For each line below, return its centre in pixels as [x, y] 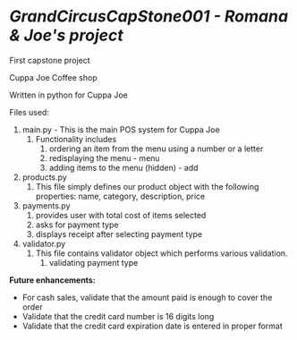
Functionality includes [76, 139]
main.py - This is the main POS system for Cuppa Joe [121, 129]
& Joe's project [66, 35]
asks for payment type [77, 225]
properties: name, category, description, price [120, 196]
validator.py [44, 243]
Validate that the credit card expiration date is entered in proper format [153, 326]
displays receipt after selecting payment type [119, 234]
